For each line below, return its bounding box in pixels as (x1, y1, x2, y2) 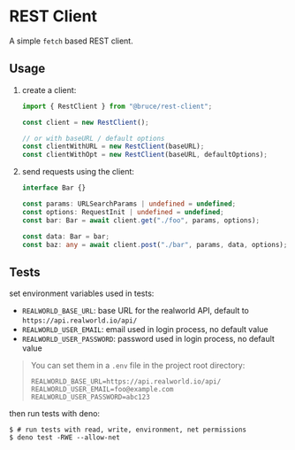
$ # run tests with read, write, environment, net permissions (9, 425, 247, 435)
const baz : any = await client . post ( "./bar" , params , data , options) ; (21, 240, 288, 249)
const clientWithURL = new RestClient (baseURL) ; (21, 142, 205, 151)
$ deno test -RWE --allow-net (9, 433, 121, 442)
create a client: (21, 84, 77, 95)
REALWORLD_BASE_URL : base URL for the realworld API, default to (21, 306, 249, 316)
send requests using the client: (21, 167, 135, 177)
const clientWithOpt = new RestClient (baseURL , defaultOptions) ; (21, 151, 268, 159)
